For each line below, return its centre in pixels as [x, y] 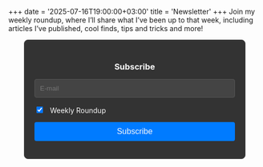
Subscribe [135, 66]
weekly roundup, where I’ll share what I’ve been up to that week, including [131, 20]
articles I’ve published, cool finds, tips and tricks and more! [106, 28]
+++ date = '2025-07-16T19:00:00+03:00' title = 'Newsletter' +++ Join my [131, 12]
